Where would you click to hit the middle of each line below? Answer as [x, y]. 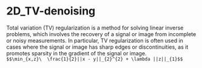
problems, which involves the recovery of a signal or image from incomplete [101, 34]
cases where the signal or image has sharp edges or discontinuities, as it [97, 47]
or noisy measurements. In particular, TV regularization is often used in [95, 40]
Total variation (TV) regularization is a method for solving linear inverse [95, 28]
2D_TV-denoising [51, 11]
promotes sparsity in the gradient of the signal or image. [76, 53]
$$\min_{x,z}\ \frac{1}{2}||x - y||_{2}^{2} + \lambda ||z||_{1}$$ [95, 59]
